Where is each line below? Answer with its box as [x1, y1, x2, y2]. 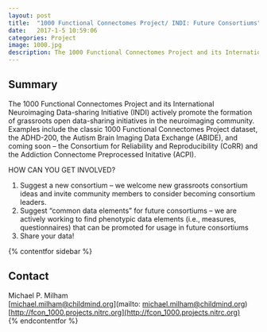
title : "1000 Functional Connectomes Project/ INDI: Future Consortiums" [8, 19, 261, 27]
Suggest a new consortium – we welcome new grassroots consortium [19, 180, 248, 190]
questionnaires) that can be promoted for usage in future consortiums [19, 222, 249, 232]
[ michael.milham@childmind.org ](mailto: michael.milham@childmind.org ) [8, 299, 248, 308]
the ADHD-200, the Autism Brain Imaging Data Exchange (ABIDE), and [8, 133, 238, 142]
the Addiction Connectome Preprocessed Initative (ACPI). [8, 149, 196, 159]
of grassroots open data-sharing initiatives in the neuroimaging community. [8, 116, 255, 125]
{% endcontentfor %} [8, 315, 79, 326]
